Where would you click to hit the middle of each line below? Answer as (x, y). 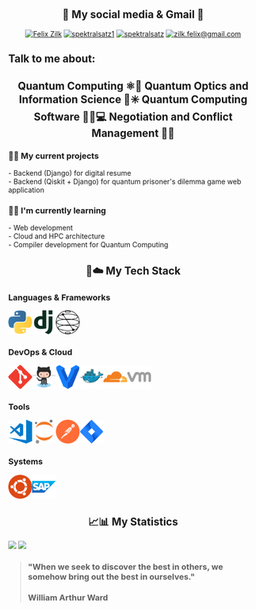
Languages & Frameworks (59, 297)
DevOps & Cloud (40, 352)
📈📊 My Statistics (133, 522)
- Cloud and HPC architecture (57, 236)
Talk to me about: (52, 59)
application (27, 190)
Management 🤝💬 (133, 133)
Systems (26, 462)
